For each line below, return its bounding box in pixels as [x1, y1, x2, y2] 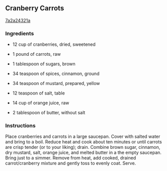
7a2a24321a [5, 17, 31, 23]
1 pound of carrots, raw [12, 51, 61, 57]
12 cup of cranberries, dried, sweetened [12, 41, 96, 47]
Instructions [5, 122, 36, 129]
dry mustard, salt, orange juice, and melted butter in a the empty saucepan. [5, 149, 162, 155]
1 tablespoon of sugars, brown [12, 61, 75, 67]
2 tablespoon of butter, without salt [12, 110, 86, 116]
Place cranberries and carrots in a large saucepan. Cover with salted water [5, 133, 160, 140]
